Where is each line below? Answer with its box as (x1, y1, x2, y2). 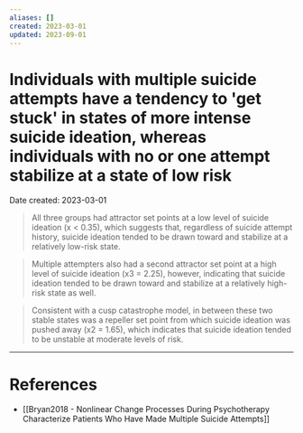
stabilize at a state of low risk (9, 165, 232, 185)
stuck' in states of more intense (9, 108, 252, 127)
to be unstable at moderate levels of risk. (31, 334, 184, 344)
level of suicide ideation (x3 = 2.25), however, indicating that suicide (31, 268, 286, 279)
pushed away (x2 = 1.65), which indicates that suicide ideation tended (31, 325, 291, 335)
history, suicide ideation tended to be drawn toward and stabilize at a (31, 231, 289, 242)
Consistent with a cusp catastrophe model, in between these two (31, 305, 273, 316)
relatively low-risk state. (31, 241, 122, 252)
